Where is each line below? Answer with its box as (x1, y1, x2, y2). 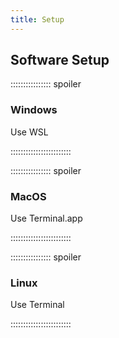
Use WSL (10, 126, 49, 138)
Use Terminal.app (10, 212, 83, 225)
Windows (10, 103, 58, 117)
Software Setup (10, 52, 110, 69)
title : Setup (10, 14, 65, 25)
